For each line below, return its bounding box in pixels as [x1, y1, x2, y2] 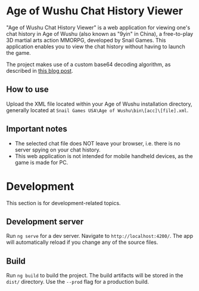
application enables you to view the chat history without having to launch [6, 43, 186, 50]
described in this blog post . [6, 67, 73, 74]
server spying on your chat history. [14, 146, 101, 153]
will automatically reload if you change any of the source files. [6, 239, 158, 246]
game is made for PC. [14, 159, 69, 166]
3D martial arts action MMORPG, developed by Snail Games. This [6, 36, 166, 44]
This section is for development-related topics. [6, 199, 121, 206]
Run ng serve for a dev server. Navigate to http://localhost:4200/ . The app [6, 233, 194, 240]
